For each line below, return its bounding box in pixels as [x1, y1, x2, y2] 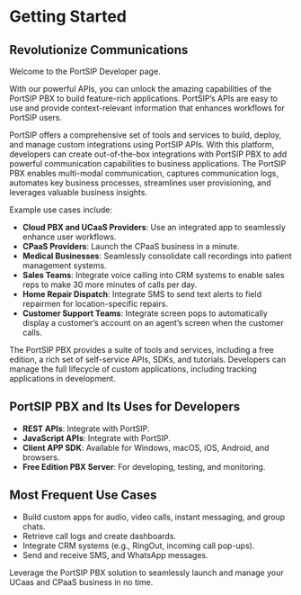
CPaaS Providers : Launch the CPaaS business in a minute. [22, 241, 240, 251]
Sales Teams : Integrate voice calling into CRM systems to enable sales [22, 270, 285, 280]
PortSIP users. [9, 113, 63, 122]
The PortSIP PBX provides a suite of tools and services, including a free [9, 345, 274, 355]
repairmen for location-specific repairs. [22, 299, 169, 309]
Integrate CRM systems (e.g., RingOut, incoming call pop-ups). [22, 540, 255, 551]
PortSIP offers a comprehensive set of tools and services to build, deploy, [9, 130, 281, 140]
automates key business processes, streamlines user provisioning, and [9, 177, 271, 188]
